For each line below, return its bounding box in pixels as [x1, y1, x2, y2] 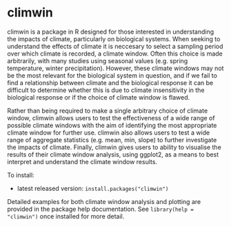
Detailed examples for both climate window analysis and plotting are [7, 197, 201, 205]
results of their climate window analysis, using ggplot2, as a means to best [7, 150, 219, 159]
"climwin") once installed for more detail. [7, 212, 125, 221]
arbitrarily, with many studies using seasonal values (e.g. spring [7, 56, 188, 65]
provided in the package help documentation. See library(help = [7, 205, 194, 213]
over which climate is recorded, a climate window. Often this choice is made [7, 49, 223, 58]
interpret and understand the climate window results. [7, 157, 157, 166]
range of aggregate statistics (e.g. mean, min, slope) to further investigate [7, 135, 217, 144]
